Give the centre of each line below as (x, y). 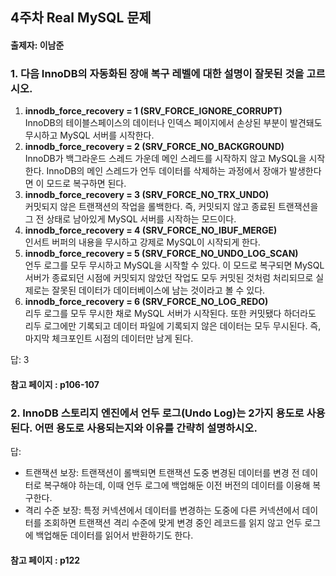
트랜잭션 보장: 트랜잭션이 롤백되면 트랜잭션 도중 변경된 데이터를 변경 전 (162, 473)
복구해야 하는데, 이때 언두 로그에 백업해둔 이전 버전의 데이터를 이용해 (177, 485)
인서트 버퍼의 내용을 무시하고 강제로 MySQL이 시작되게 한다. (142, 242)
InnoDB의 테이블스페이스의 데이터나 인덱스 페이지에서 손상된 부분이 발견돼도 (173, 123)
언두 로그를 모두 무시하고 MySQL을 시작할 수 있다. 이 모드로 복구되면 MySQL (174, 265)
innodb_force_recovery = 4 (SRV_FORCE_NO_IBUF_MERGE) (151, 230)
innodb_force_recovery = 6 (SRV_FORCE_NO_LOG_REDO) (146, 302)
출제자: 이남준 (37, 45)
